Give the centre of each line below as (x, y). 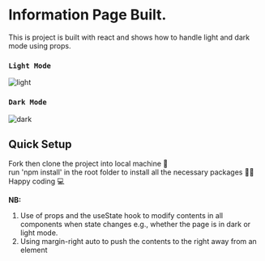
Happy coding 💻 (36, 181)
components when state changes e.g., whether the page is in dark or (135, 225)
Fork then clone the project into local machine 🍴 (88, 164)
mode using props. (40, 45)
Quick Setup (40, 144)
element (34, 250)
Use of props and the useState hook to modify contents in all (122, 216)
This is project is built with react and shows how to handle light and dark (129, 37)
